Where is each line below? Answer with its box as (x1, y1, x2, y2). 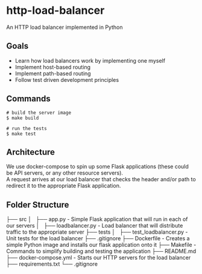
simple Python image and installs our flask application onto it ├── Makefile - (6, 241, 197, 249)
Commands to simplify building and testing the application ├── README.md (6, 248, 197, 255)
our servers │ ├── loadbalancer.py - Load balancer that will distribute (6, 222, 183, 229)
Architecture (6, 147, 55, 157)
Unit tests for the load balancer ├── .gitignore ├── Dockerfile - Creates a (6, 235, 190, 242)
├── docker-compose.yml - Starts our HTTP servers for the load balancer (6, 254, 191, 261)
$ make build (6, 115, 39, 121)
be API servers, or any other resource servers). (6, 169, 124, 176)
